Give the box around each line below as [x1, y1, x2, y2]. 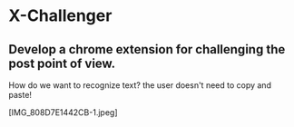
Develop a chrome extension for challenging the [8, 42, 286, 57]
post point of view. [8, 55, 116, 71]
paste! [8, 90, 33, 100]
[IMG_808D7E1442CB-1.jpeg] [8, 107, 118, 118]
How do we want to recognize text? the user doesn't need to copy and [8, 80, 271, 91]
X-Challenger [8, 5, 113, 26]
